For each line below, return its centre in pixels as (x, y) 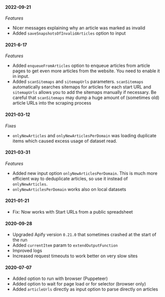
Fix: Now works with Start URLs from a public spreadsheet (73, 212)
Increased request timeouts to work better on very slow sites (75, 256)
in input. (21, 76)
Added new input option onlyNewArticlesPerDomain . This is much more (85, 173)
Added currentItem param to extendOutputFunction (65, 245)
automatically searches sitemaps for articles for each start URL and (82, 87)
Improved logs (27, 251)
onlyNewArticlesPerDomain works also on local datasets (69, 189)
